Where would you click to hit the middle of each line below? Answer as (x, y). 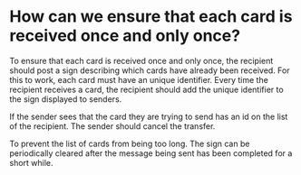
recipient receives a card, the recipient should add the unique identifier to (146, 89)
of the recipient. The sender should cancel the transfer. (112, 126)
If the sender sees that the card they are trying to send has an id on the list (149, 116)
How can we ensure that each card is (151, 17)
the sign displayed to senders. (66, 99)
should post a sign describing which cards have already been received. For (150, 70)
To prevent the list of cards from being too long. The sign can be (130, 143)
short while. (31, 162)
